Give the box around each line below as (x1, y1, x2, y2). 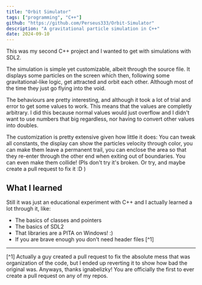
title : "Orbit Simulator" (6, 8, 71, 15)
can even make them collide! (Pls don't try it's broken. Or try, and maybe (6, 159, 186, 166)
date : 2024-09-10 (6, 31, 50, 37)
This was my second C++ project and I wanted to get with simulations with (6, 47, 191, 55)
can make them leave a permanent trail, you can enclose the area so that (6, 146, 186, 154)
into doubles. (6, 122, 39, 129)
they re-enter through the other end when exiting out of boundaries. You (6, 152, 186, 160)
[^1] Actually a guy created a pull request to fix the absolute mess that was (6, 253, 191, 260)
